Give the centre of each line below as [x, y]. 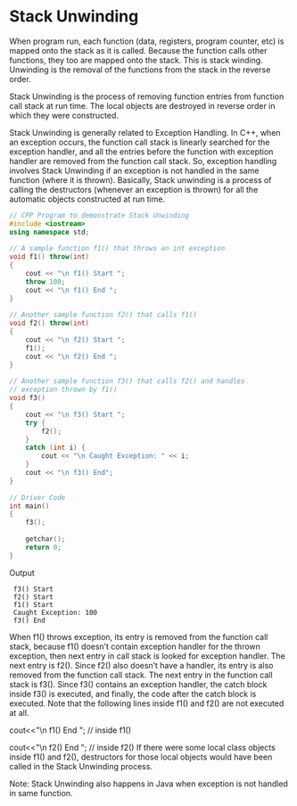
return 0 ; [44, 547]
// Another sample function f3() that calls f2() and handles [127, 381]
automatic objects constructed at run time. [87, 199]
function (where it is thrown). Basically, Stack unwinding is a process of [140, 179]
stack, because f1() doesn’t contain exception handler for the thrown [135, 646]
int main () [29, 506]
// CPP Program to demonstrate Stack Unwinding [99, 215]
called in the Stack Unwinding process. [81, 766]
